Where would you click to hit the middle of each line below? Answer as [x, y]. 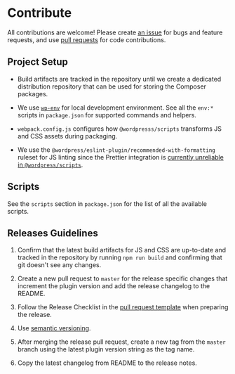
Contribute [40, 13]
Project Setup [38, 62]
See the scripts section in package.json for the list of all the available [107, 204]
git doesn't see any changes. [59, 265]
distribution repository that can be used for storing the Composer [112, 86]
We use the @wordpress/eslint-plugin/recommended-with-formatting [116, 150]
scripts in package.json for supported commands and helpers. [107, 115]
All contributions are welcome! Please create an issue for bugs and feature [115, 32]
